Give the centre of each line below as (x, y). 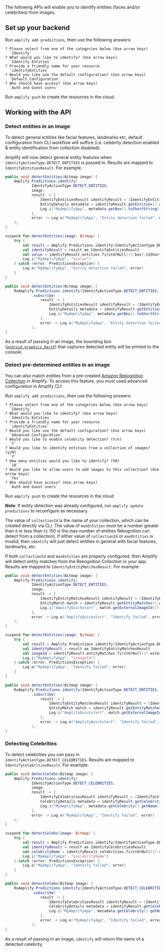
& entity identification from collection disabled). (53, 148)
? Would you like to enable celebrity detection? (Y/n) (63, 439)
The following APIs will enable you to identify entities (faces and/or (73, 7)
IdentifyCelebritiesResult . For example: (47, 765)
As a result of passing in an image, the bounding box (58, 342)
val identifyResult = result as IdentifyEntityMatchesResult (87, 648)
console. (14, 352)
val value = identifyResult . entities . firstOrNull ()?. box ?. (84, 254)
